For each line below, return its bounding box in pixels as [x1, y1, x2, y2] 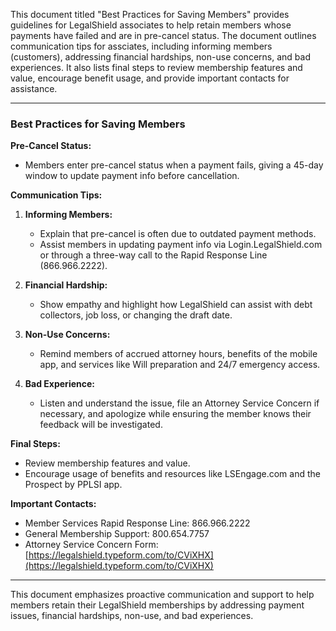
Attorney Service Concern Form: [24, 539, 159, 551]
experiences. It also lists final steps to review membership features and [10, 62, 303, 73]
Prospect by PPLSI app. [24, 479, 123, 491]
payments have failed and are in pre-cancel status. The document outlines [10, 30, 317, 41]
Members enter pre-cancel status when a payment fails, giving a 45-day [24, 159, 324, 171]
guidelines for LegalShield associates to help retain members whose [10, 19, 292, 31]
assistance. [10, 83, 58, 94]
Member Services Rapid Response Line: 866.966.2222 [24, 517, 251, 529]
